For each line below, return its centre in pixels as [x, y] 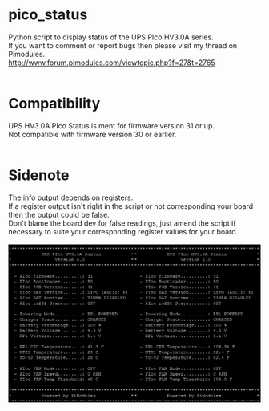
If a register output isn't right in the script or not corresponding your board [131, 205]
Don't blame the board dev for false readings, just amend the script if [122, 223]
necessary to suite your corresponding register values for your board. [123, 231]
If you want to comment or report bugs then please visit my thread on [123, 45]
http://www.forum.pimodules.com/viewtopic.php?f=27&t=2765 [112, 63]
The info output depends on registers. [71, 197]
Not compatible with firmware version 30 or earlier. [92, 134]
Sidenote [39, 175]
